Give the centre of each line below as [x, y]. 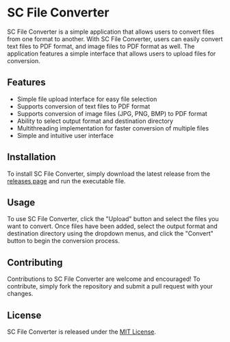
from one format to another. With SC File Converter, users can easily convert [115, 38]
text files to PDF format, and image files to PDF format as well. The [101, 46]
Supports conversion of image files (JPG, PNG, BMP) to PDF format [112, 113]
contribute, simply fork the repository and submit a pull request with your [110, 286]
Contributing [35, 262]
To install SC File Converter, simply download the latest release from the [109, 174]
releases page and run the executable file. [66, 181]
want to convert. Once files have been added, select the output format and [112, 226]
